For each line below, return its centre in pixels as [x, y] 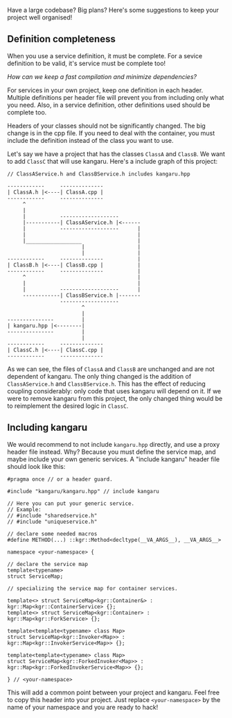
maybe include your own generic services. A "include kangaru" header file [114, 459]
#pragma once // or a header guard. [60, 479]
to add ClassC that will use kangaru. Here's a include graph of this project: [113, 161]
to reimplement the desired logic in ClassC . [68, 406]
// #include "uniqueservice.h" [52, 522]
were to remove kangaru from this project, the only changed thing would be [115, 398]
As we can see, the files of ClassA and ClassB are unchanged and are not [111, 369]
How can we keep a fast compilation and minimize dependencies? [102, 76]
